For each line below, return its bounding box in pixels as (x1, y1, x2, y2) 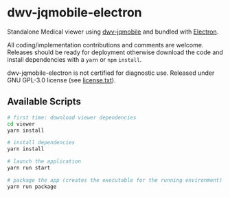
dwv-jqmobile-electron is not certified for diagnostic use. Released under (7, 69, 215, 77)
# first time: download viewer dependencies (7, 114, 137, 121)
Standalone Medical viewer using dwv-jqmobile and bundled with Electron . (7, 27, 219, 36)
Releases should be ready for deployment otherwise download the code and (7, 48, 223, 56)
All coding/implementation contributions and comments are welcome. (7, 40, 204, 49)
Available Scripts (7, 96, 81, 108)
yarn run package (7, 183, 57, 190)
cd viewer (7, 120, 36, 128)
